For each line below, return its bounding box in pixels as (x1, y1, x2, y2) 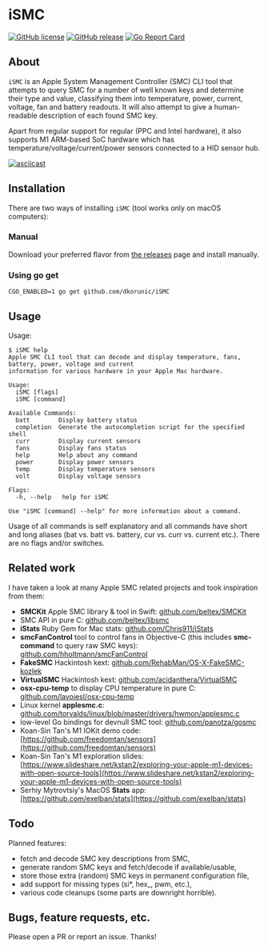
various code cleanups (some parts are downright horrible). (19, 887, 218, 897)
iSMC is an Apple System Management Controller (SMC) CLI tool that (8, 76, 234, 86)
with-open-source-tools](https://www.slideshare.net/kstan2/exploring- (19, 768, 254, 778)
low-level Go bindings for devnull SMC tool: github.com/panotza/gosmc (19, 717, 257, 727)
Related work (8, 562, 76, 575)
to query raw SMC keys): (55, 640, 138, 650)
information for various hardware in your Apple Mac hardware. (8, 366, 224, 375)
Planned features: (8, 838, 66, 847)
